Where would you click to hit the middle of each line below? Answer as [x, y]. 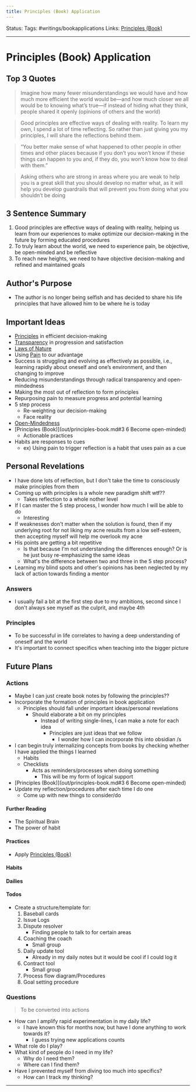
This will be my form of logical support [87, 777]
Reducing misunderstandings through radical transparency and [90, 380]
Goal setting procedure [51, 982]
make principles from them [47, 487]
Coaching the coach [48, 938]
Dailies [15, 881]
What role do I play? [38, 1046]
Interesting [36, 518]
